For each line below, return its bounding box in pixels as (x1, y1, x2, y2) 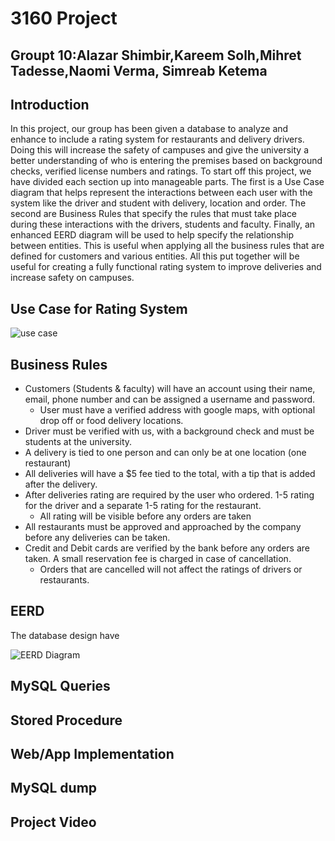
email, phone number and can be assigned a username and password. (24, 393, 316, 406)
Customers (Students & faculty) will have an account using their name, (24, 383, 316, 395)
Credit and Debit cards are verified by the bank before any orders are (24, 542, 310, 554)
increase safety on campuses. (10, 272, 135, 284)
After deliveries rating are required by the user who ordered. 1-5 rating (24, 489, 315, 501)
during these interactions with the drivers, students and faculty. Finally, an (10, 218, 316, 231)
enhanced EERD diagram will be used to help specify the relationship (10, 229, 295, 241)
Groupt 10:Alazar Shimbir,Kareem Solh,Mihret (10, 47, 302, 64)
